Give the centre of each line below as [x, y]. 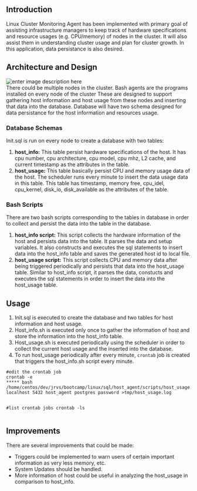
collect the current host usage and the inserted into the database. [94, 349]
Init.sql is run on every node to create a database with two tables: [85, 140]
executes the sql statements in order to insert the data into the [90, 279]
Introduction [29, 10]
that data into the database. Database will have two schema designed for [94, 106]
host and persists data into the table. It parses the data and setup [93, 241]
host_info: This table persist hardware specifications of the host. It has [100, 152]
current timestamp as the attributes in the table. [72, 164]
